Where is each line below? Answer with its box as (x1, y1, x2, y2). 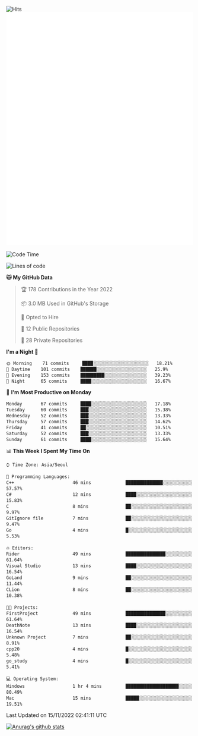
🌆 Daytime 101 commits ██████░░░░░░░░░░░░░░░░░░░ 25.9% (6, 366, 168, 373)
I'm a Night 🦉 (6, 348, 39, 356)
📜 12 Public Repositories (20, 325, 80, 332)
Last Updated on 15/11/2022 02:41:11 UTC (6, 712, 107, 719)
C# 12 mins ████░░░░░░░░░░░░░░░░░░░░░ (6, 492, 193, 498)
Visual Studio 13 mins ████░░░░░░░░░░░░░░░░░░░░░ (6, 563, 193, 569)
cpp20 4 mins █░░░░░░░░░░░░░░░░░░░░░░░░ (6, 646, 193, 652)
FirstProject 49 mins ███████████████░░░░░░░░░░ (6, 611, 193, 617)
